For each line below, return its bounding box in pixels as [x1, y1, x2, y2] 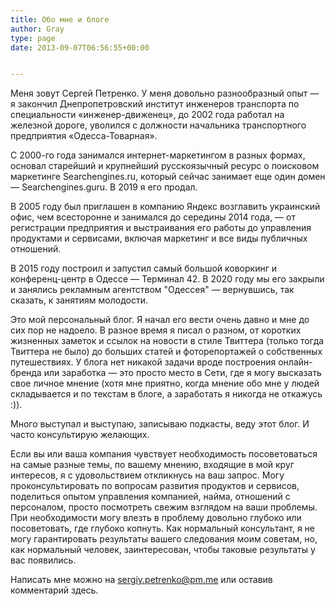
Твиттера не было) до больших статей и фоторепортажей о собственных [10, 346, 323, 358]
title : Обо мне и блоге [10, 14, 110, 25]
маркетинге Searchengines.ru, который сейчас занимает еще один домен [10, 171, 326, 183]
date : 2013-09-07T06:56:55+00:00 [10, 42, 150, 53]
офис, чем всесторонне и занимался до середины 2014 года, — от [10, 211, 296, 223]
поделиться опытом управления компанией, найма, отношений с [10, 491, 291, 503]
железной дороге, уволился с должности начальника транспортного [10, 119, 307, 131]
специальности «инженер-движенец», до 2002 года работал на [10, 109, 285, 121]
